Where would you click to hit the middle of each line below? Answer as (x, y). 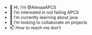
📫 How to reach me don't (35, 28)
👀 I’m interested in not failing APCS (44, 12)
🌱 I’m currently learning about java (44, 17)
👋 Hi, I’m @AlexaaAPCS (33, 7)
